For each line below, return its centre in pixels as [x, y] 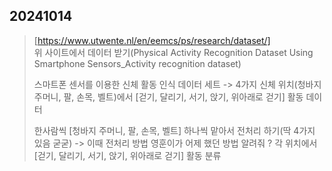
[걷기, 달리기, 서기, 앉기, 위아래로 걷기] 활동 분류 [127, 155]
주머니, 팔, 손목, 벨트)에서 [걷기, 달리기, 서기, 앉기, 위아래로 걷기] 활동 [168, 96]
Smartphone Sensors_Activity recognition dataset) [137, 63]
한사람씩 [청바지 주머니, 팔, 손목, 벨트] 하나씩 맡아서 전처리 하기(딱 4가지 [174, 130]
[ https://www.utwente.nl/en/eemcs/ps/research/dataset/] [152, 40]
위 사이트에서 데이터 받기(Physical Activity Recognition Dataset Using [173, 52]
